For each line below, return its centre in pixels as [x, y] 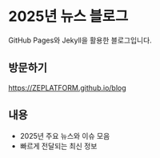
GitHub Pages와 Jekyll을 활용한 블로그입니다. [80, 40]
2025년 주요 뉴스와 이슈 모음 [65, 136]
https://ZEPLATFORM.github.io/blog [67, 87]
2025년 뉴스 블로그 [68, 16]
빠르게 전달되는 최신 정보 [58, 146]
